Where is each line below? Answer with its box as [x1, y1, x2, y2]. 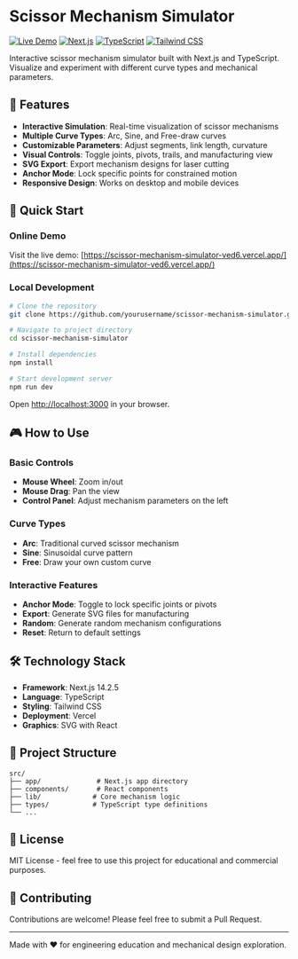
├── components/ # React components [9, 784, 169, 793]
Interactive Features [9, 578, 98, 591]
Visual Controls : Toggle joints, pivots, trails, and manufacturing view [21, 149, 273, 160]
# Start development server [9, 374, 114, 383]
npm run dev [9, 382, 53, 391]
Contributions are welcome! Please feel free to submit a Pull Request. [9, 914, 263, 924]
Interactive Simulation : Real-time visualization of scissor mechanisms [21, 121, 279, 131]
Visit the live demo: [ [9, 250, 84, 261]
